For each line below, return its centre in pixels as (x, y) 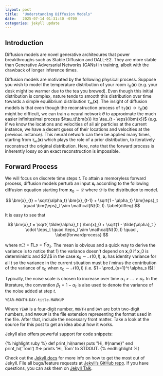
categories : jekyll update (32, 23)
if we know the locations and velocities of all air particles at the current (76, 124)
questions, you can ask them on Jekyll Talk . (49, 368)
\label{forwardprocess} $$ (82, 234)
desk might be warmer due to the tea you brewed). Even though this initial (79, 91)
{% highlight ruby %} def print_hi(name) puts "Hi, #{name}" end (69, 343)
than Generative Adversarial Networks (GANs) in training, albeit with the (77, 65)
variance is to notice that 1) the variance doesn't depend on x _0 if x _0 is (77, 251)
